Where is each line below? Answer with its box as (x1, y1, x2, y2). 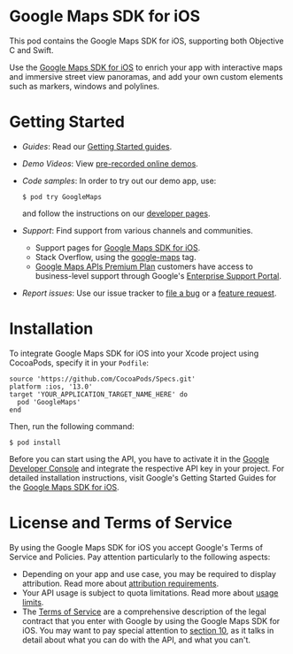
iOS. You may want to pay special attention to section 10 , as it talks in (21, 625, 274, 635)
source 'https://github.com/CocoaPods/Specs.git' (9, 374, 197, 383)
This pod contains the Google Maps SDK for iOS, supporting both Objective (9, 35, 284, 46)
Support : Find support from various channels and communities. (21, 225, 254, 235)
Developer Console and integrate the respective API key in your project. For (9, 463, 285, 473)
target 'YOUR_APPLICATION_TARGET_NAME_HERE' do (9, 389, 189, 399)
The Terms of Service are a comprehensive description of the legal (21, 606, 267, 617)
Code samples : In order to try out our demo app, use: (21, 175, 217, 186)
